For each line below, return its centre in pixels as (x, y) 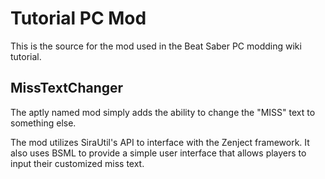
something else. (43, 123)
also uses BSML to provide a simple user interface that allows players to (158, 153)
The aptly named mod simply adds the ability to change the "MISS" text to (163, 112)
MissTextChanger (67, 88)
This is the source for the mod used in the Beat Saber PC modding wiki (156, 46)
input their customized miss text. (77, 163)
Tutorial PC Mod (78, 18)
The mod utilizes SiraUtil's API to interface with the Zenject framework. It (160, 142)
